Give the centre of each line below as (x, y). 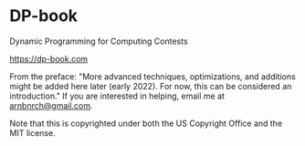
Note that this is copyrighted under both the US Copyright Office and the (146, 123)
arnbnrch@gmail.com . (51, 105)
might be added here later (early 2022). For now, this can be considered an (151, 86)
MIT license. (33, 132)
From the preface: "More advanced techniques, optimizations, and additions (153, 76)
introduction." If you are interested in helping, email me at (117, 96)
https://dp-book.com (49, 58)
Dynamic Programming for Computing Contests (99, 41)
